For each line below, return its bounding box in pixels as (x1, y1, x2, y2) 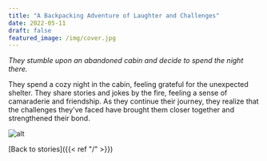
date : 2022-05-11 (8, 19, 66, 27)
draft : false (8, 26, 52, 34)
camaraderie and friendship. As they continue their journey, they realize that (8, 96, 259, 106)
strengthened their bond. (8, 113, 90, 124)
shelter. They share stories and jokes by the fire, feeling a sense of (8, 88, 228, 98)
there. (8, 65, 28, 74)
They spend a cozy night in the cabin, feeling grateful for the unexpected (8, 80, 249, 89)
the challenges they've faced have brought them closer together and (8, 105, 234, 115)
